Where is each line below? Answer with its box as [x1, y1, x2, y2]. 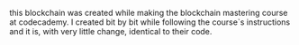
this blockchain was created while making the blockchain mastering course [9, 8, 288, 18]
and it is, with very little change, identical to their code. [9, 26, 213, 36]
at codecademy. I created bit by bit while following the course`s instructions [9, 17, 291, 27]
